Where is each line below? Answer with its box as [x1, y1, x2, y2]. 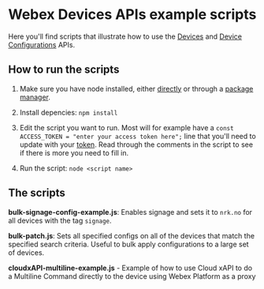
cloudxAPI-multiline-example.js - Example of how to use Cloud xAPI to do [8, 263, 253, 272]
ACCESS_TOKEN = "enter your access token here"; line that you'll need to [19, 131, 256, 141]
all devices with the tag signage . [8, 216, 112, 225]
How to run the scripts [8, 63, 120, 77]
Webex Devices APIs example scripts [8, 6, 257, 24]
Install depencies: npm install [19, 107, 118, 117]
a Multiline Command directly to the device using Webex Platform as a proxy [8, 271, 256, 281]
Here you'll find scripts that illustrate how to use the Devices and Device [8, 32, 243, 41]
